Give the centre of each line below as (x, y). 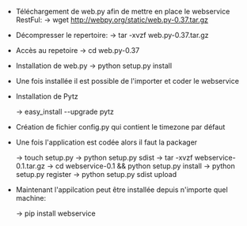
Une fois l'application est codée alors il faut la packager (106, 142)
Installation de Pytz (47, 96)
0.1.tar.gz (30, 166)
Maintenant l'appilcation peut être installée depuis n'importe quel (122, 190)
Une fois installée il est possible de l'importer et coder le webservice (127, 81)
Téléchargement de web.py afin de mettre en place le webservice (123, 11)
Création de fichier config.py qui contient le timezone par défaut (120, 127)
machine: (31, 198)
